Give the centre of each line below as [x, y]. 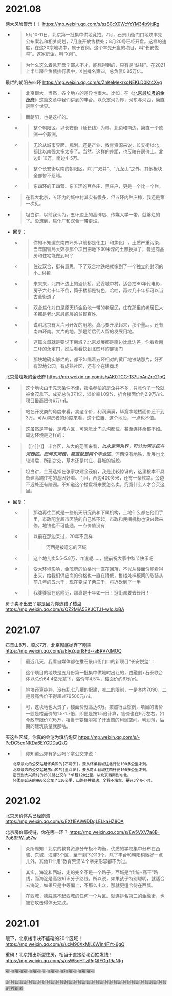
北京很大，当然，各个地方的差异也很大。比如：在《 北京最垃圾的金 [95, 93]
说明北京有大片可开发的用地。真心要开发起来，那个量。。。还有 [98, 324]
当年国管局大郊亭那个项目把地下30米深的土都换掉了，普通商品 [99, 249]
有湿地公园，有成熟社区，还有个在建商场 [76, 366]
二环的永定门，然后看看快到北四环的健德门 [78, 348]
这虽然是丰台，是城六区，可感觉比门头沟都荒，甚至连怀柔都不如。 [95, 429]
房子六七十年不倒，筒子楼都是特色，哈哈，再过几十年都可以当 [98, 290]
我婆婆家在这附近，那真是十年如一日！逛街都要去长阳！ [91, 592]
